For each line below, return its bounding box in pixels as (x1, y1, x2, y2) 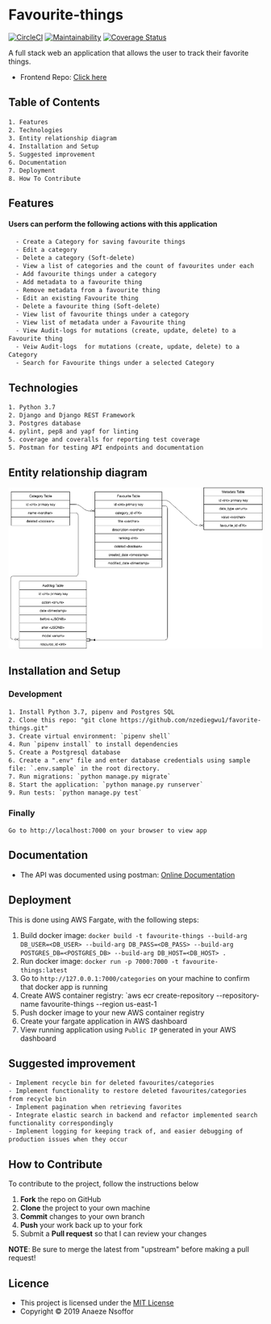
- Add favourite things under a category (15, 270, 157, 279)
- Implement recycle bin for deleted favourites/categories (8, 1079, 215, 1087)
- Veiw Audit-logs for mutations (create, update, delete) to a (15, 343, 240, 351)
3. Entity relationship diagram (8, 134, 117, 142)
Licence (8, 1276, 50, 1290)
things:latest (19, 966, 68, 974)
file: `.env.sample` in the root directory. (8, 765, 161, 773)
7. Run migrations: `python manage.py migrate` (8, 773, 172, 781)
